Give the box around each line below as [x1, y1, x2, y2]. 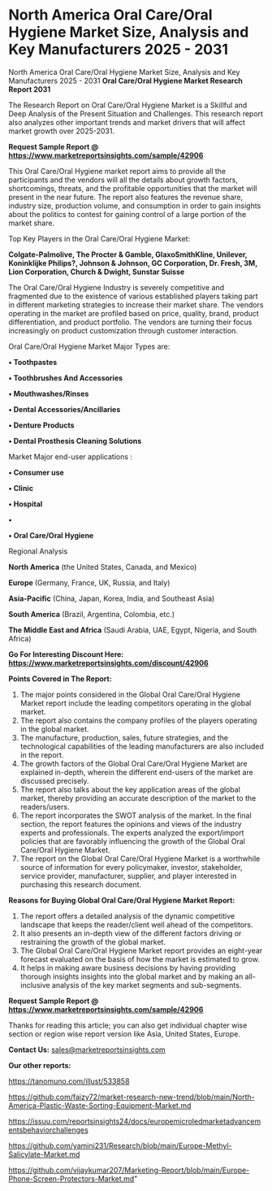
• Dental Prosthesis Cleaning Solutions [8, 436, 142, 446]
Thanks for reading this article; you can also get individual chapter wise [8, 1020, 248, 1030]
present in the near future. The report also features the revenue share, [8, 192, 244, 202]
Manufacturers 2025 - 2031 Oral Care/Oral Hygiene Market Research [8, 76, 244, 85]
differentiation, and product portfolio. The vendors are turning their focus [8, 317, 253, 327]
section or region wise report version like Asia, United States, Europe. [8, 1028, 241, 1038]
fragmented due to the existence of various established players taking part [8, 291, 258, 301]
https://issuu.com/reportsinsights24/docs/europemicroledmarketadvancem [8, 1116, 261, 1126]
